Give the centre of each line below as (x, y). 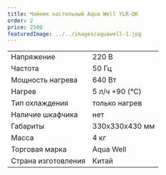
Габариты (28, 127)
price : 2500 (25, 27)
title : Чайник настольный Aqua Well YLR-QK (73, 14)
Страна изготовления (48, 161)
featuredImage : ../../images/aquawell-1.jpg (74, 34)
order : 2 (20, 21)
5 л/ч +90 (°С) (117, 92)
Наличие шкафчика (45, 115)
